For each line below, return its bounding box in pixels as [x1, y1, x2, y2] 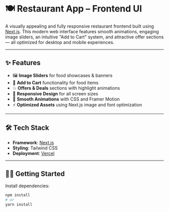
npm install [5, 193, 30, 198]
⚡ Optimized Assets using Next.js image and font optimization [12, 101, 142, 108]
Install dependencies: [5, 183, 50, 189]
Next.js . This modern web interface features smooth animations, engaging [5, 28, 159, 34]
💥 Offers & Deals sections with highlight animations [12, 85, 120, 91]
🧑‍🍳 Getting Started [5, 169, 65, 178]
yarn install [5, 202, 33, 207]
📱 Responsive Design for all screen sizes [12, 90, 99, 96]
